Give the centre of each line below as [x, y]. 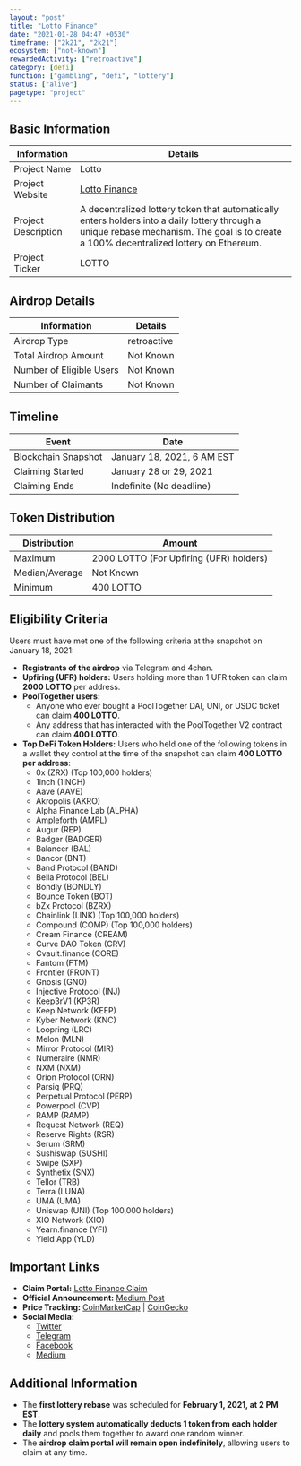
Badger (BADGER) [69, 839]
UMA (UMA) [58, 1201]
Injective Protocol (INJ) [78, 991]
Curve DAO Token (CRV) [81, 944]
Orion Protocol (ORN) [75, 1077]
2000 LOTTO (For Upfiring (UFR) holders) [180, 558]
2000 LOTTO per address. [71, 686]
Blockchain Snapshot [58, 456]
